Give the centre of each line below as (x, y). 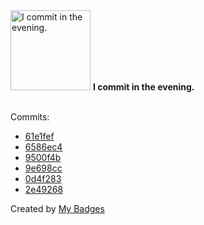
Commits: (30, 117)
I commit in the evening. (143, 87)
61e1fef (39, 136)
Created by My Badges (57, 208)
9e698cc (43, 168)
